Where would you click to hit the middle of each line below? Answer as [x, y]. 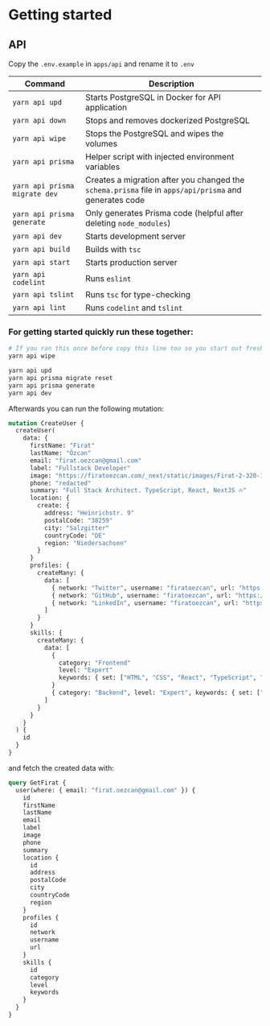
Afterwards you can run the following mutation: [86, 408]
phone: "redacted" [60, 483]
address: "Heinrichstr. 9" [89, 513]
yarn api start [41, 262]
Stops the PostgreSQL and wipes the [155, 133]
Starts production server [131, 262]
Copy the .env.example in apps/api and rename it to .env [102, 64]
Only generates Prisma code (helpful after [164, 213]
